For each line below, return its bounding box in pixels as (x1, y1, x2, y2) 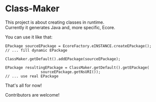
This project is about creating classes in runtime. (5, 19, 104, 25)
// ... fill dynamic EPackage (5, 48, 68, 53)
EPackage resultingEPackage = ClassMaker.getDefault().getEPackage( (5, 65, 150, 70)
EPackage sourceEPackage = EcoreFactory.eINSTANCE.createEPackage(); (5, 43, 152, 48)
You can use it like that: (5, 34, 53, 40)
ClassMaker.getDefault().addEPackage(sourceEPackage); (5, 56, 121, 62)
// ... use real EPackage (5, 73, 58, 79)
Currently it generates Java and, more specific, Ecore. (5, 24, 115, 30)
